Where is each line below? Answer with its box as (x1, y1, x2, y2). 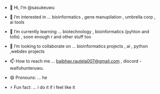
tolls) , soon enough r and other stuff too (9, 34, 91, 39)
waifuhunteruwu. (9, 65, 44, 71)
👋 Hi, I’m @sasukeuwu (9, 5, 55, 10)
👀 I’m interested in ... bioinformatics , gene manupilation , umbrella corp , (9, 14, 156, 19)
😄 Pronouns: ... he (9, 75, 47, 80)
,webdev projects (9, 49, 45, 54)
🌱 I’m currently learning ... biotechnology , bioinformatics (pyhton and (9, 29, 150, 34)
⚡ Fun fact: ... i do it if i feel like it (9, 84, 76, 90)
